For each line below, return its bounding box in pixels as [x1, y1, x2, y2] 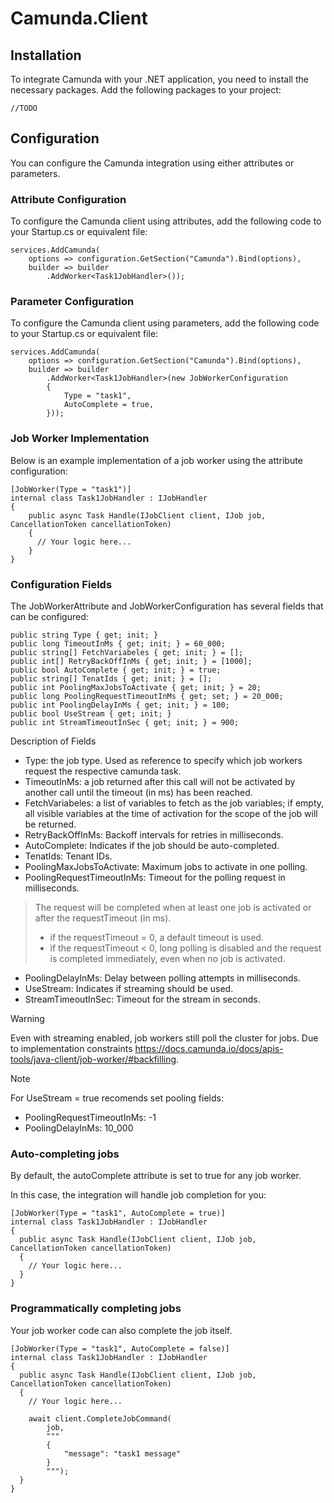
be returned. [24, 818, 77, 830]
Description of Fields [10, 735, 97, 747]
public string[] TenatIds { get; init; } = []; [10, 674, 213, 684]
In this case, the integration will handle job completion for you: [10, 1189, 267, 1201]
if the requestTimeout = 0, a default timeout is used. [49, 932, 264, 943]
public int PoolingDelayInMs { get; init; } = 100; [10, 700, 230, 710]
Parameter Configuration [10, 295, 135, 309]
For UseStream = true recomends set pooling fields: [10, 1092, 224, 1104]
